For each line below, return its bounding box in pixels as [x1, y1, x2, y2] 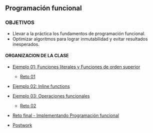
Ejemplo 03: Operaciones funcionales [12, 93, 90, 99]
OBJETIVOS [5, 19, 35, 26]
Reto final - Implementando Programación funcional [12, 112, 119, 118]
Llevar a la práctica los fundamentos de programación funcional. [12, 30, 146, 37]
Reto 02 [19, 102, 36, 108]
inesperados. [12, 41, 40, 47]
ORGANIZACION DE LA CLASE [5, 53, 69, 59]
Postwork [12, 122, 32, 128]
